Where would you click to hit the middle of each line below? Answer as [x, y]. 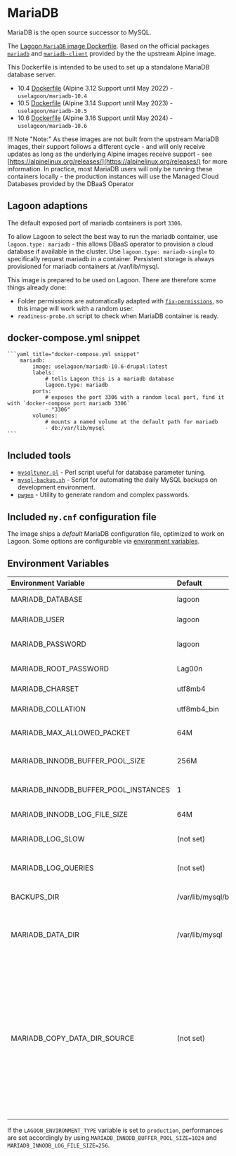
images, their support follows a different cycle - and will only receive [106, 146]
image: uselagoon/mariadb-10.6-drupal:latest [100, 367]
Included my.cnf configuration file [82, 517]
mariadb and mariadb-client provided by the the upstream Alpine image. [112, 53]
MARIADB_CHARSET [45, 689]
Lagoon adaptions [48, 206]
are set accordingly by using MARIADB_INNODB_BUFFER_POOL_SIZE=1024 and [112, 1138]
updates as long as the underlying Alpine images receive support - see [110, 154]
